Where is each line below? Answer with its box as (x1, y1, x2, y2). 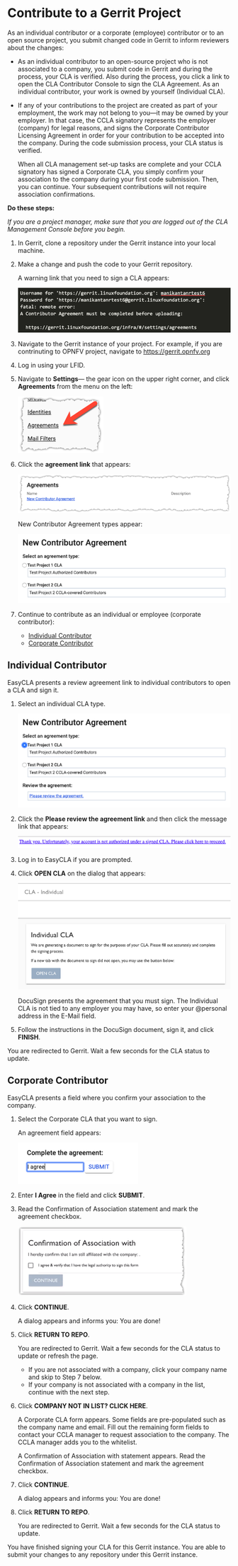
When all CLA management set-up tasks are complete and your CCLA (17, 159, 222, 168)
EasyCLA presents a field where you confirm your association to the (7, 1093, 206, 1102)
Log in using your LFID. (17, 361, 86, 369)
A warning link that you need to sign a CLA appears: (17, 273, 170, 282)
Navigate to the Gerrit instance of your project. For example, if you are (17, 339, 223, 348)
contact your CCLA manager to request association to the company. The (17, 1430, 229, 1439)
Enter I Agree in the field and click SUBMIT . (17, 1191, 145, 1199)
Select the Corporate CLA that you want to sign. (17, 1114, 158, 1123)
